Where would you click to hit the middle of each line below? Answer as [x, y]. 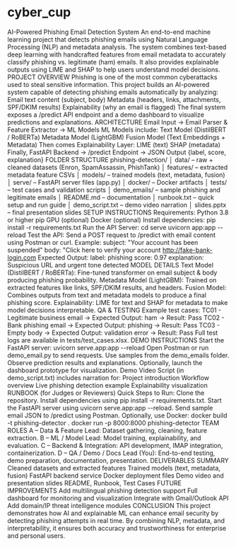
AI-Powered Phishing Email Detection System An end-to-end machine [109, 32]
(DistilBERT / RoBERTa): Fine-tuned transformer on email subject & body [112, 272]
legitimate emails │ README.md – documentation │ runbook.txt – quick [111, 197]
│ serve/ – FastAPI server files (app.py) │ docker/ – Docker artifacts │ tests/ [117, 182]
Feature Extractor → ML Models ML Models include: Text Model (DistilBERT [117, 129]
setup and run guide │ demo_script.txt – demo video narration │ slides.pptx [117, 205]
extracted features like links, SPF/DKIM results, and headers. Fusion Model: [117, 287]
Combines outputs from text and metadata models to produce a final [107, 295]
